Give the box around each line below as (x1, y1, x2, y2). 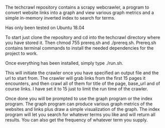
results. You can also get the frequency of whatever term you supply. (5, 117, 148, 122)
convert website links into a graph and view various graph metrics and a (5, 10, 154, 16)
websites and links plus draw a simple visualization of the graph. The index (5, 106, 160, 112)
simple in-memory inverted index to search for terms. (5, 15, 115, 21)
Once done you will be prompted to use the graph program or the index (5, 95, 153, 101)
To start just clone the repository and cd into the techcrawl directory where (5, 35, 160, 40)
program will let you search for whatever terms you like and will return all (5, 111, 155, 117)
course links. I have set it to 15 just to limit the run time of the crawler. (5, 86, 148, 92)
